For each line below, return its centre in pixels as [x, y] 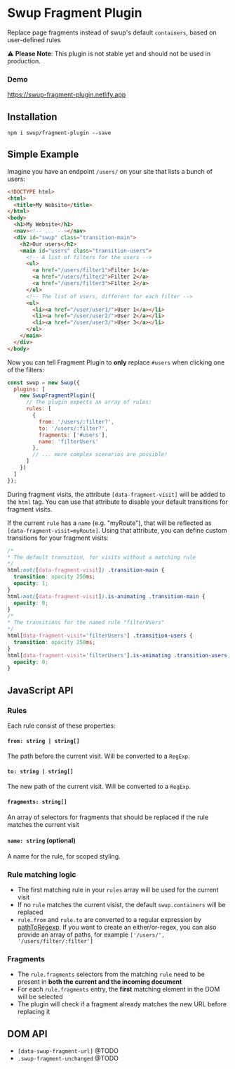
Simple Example [43, 154]
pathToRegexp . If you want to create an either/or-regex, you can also [117, 928]
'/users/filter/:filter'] [55, 942]
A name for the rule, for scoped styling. [64, 856]
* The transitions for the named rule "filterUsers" [86, 623]
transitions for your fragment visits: [58, 538]
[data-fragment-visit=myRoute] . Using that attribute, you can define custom [117, 530]
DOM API [27, 1033]
